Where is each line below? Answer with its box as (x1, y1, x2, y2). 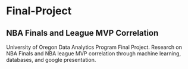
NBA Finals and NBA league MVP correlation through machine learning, (6, 50, 181, 57)
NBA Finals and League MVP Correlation (6, 28, 159, 38)
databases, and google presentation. (6, 57, 96, 63)
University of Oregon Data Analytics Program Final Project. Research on (6, 43, 183, 51)
